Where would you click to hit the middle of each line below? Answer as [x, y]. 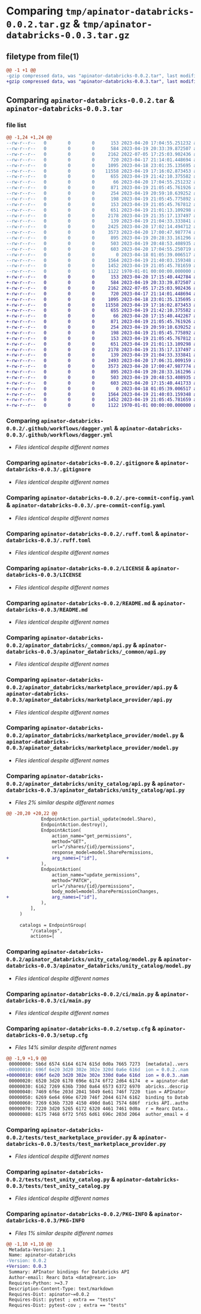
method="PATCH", [72, 881]
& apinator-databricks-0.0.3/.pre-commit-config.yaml [86, 505]
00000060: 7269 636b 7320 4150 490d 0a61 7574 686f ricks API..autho [98, 1103]
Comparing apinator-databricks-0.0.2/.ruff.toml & [83, 534]
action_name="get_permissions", [92, 836]
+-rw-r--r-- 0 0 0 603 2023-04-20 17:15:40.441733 [99, 383]
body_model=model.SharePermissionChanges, [106, 892]
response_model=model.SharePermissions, [103, 853]
